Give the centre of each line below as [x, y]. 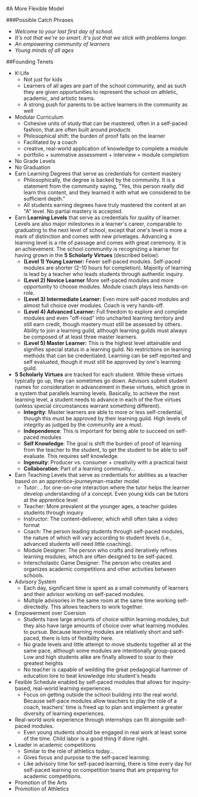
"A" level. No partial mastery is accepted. [73, 211]
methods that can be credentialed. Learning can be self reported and [107, 356]
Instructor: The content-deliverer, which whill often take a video [100, 519]
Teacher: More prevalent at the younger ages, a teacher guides [100, 506]
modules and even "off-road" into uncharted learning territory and [104, 318]
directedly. [36, 607]
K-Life [22, 73]
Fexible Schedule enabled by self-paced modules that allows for [93, 682]
